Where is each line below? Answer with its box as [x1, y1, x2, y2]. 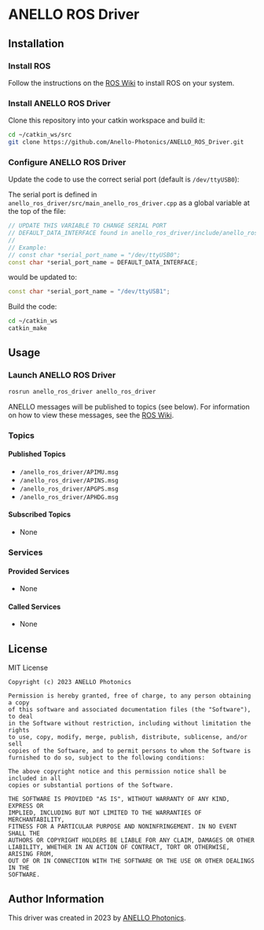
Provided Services [8, 566, 70, 575]
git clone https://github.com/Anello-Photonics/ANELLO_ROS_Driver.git [8, 138, 244, 146]
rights [8, 726, 30, 734]
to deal [8, 713, 34, 721]
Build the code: [8, 302, 57, 311]
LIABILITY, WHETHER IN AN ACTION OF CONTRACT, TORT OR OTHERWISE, [8, 844, 230, 851]
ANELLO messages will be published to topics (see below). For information [8, 402, 250, 411]
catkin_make [8, 325, 47, 333]
